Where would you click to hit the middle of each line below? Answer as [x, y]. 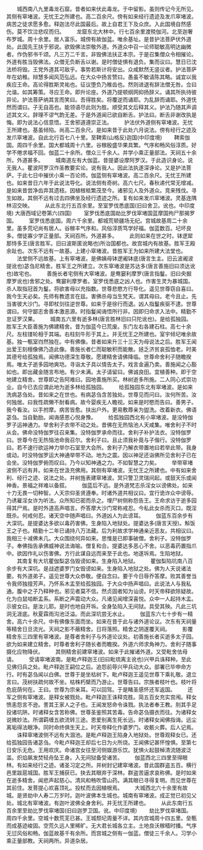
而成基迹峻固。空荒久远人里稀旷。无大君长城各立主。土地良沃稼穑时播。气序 [101, 825]
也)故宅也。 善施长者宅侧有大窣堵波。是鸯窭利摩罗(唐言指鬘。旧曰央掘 [99, 273]
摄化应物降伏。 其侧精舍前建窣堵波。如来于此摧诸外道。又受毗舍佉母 [97, 652]
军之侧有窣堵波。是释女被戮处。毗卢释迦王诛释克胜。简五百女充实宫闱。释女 [101, 697]
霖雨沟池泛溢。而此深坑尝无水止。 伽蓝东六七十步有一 [115, 614]
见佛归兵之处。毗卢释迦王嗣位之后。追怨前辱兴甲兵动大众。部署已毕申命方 [99, 667]
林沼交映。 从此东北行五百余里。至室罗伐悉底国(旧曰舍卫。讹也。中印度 [101, 205]
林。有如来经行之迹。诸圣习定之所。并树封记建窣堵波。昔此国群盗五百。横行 [101, 765]
